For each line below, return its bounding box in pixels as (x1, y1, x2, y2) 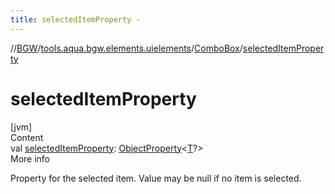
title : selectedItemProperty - (10, 14, 141, 25)
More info (10, 152, 51, 165)
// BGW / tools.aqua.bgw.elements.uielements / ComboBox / (10, 42, 243, 54)
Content (10, 131, 44, 143)
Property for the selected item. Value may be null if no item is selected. (10, 172, 302, 184)
